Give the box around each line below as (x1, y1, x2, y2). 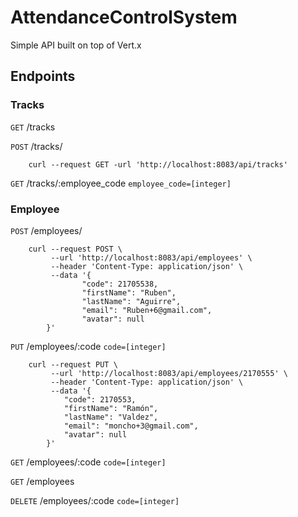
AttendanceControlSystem (10, 6, 238, 29)
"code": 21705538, (81, 279, 159, 289)
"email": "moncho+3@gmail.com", (63, 421, 199, 431)
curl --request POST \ (28, 244, 123, 254)
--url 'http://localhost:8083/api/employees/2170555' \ (50, 368, 288, 378)
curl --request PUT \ (28, 359, 118, 370)
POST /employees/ (10, 224, 83, 236)
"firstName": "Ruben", (81, 287, 177, 298)
